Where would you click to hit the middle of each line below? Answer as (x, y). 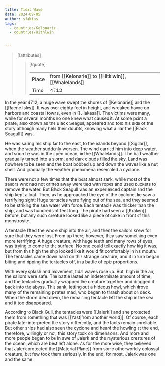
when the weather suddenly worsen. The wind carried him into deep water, (81, 149)
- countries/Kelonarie (33, 28)
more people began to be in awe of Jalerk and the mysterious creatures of (80, 338)
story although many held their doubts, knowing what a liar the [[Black (76, 129)
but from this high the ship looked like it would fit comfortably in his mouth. (81, 251)
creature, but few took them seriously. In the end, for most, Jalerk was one (81, 354)
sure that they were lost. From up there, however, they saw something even (81, 236)
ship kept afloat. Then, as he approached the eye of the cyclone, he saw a (80, 195)
